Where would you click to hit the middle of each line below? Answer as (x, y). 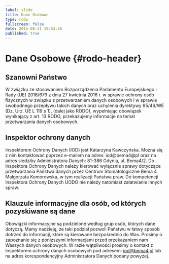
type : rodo (17, 19)
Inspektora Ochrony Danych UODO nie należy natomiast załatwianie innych (84, 182)
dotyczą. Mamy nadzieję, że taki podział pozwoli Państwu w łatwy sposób (82, 229)
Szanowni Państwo (36, 77)
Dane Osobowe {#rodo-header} (74, 59)
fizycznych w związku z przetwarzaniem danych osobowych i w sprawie (81, 100)
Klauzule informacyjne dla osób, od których (76, 203)
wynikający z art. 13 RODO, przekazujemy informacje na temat (70, 116)
